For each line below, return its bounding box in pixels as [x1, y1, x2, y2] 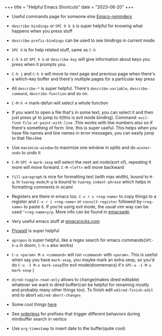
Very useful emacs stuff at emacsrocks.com [11, 218, 100, 224]
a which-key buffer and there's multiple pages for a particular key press [11, 76, 155, 82]
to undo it [21, 150, 41, 155]
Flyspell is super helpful [11, 228, 59, 234]
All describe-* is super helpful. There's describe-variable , [11, 85, 129, 91]
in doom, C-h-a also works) [19, 242, 74, 248]
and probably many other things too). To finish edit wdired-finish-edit [11, 287, 153, 293]
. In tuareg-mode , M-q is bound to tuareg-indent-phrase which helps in [14, 179, 151, 185]
